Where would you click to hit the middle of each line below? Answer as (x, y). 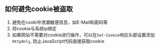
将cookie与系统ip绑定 (34, 28)
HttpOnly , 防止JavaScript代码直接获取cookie (58, 41)
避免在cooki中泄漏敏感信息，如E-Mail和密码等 (60, 22)
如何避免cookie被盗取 (39, 9)
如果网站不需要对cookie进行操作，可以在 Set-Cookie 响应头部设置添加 (83, 35)
